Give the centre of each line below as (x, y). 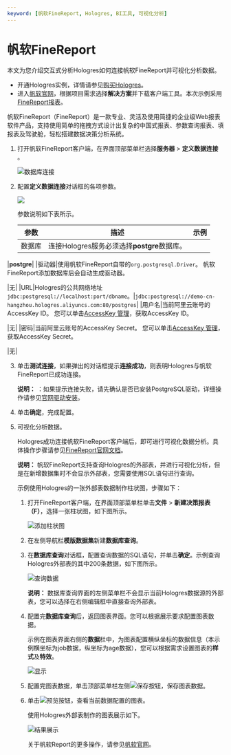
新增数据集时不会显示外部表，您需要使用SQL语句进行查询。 (113, 473)
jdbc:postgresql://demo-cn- (175, 297)
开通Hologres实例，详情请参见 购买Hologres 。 (82, 85)
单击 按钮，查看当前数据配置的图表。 (88, 700)
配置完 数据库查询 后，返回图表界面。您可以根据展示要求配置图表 (118, 616)
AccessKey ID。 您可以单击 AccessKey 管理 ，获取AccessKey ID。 (100, 313)
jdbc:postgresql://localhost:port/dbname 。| (71, 296)
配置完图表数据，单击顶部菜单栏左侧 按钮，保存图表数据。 (118, 685)
